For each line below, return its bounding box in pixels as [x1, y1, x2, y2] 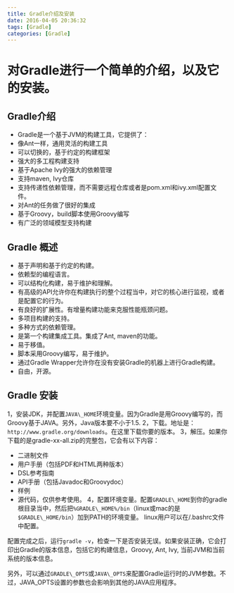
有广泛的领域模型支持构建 [17, 219, 92, 227]
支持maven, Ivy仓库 [17, 174, 74, 183]
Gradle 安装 [7, 389, 58, 402]
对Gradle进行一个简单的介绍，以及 [7, 63, 207, 78]
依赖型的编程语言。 [17, 270, 74, 279]
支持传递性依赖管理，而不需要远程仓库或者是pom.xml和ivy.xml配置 [17, 183, 211, 192]
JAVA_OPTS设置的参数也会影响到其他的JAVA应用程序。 [19, 577, 181, 586]
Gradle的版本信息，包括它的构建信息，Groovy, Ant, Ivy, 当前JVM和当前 [19, 545, 225, 554]
